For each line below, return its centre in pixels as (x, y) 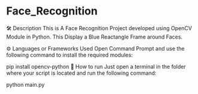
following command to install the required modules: (70, 55)
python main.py (25, 84)
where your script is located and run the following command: (82, 73)
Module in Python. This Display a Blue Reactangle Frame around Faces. (94, 37)
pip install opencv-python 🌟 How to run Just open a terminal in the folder (96, 66)
